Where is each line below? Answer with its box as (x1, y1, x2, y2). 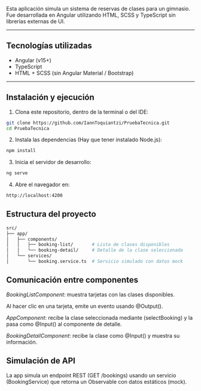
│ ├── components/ (6, 236, 58, 242)
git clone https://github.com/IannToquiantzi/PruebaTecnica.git (6, 120, 170, 126)
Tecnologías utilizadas (6, 41, 92, 51)
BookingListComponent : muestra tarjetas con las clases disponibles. (6, 290, 175, 298)
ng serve (6, 170, 28, 176)
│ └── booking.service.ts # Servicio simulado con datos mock (6, 259, 184, 265)
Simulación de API (6, 356, 76, 366)
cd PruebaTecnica (6, 125, 50, 131)
